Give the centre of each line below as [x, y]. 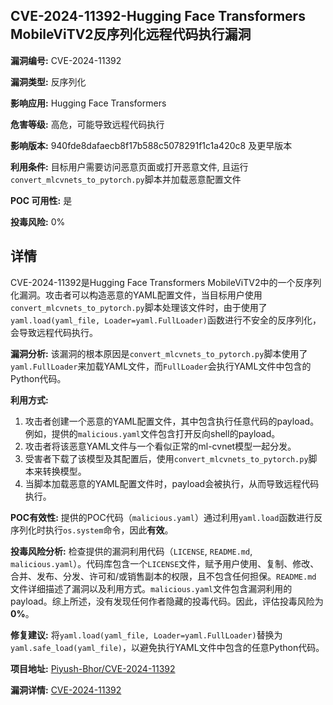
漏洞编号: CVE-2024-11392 [66, 60]
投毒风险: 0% [38, 221]
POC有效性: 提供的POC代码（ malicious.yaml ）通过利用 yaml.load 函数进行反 [166, 517]
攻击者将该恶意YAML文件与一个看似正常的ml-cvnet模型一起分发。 [160, 446]
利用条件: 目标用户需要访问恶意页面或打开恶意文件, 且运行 [129, 166]
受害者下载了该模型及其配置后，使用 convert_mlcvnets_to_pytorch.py [166, 458]
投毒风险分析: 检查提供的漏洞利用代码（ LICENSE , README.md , [131, 551]
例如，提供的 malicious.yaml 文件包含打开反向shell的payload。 [152, 433]
